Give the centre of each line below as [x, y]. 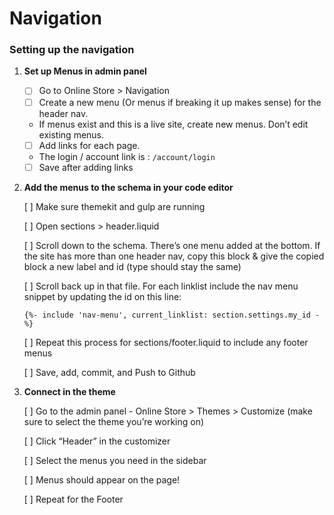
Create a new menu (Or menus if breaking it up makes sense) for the [180, 102]
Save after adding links [86, 167]
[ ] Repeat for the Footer [73, 499]
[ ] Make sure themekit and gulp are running [114, 206]
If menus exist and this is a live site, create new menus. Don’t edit [173, 124]
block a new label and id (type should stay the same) [132, 266]
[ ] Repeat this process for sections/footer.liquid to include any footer [166, 342]
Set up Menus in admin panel [85, 71]
